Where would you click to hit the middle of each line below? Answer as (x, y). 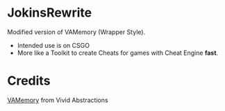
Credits (29, 81)
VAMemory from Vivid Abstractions (58, 100)
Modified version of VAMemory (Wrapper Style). (76, 32)
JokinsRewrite (50, 13)
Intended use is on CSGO (53, 45)
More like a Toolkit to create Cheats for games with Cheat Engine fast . (118, 53)
